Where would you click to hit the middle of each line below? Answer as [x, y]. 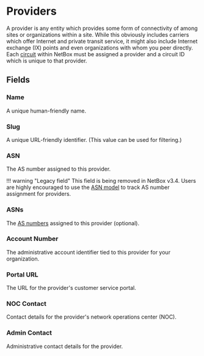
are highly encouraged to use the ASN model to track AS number [88, 187]
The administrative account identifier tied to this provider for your [89, 252]
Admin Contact [29, 333]
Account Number [32, 239]
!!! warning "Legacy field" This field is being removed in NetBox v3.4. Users [101, 181]
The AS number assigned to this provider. [59, 169]
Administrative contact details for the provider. [65, 346]
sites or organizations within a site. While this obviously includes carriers [98, 34]
